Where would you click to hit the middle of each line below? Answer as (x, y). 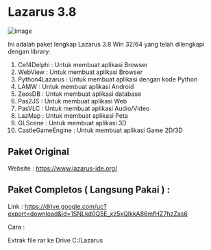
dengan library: (29, 51)
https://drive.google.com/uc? (65, 206)
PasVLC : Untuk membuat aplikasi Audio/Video (84, 108)
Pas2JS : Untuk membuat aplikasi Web (72, 101)
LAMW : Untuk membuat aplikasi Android (76, 86)
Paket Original (38, 152)
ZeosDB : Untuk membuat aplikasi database (79, 94)
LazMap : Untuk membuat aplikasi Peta (73, 115)
